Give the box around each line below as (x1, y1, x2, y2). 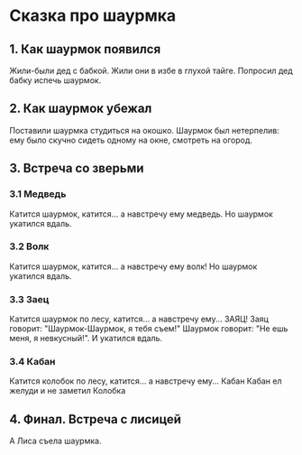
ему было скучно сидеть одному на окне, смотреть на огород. (9, 135, 252, 145)
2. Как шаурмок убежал (9, 101, 152, 116)
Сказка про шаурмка (9, 5, 177, 26)
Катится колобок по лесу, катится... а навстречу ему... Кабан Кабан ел (9, 376, 282, 386)
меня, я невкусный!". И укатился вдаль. (9, 333, 163, 344)
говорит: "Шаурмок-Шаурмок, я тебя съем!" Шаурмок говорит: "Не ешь (9, 323, 288, 334)
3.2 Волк (9, 240, 50, 253)
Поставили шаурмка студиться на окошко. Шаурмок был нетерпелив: (9, 125, 279, 135)
